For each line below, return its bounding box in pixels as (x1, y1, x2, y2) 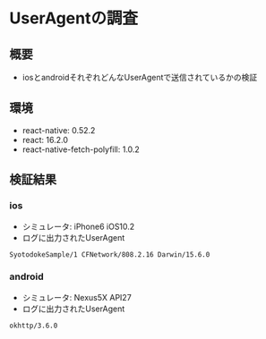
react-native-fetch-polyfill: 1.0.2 (21, 144, 141, 155)
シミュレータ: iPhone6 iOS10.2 (21, 221, 135, 232)
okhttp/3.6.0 (9, 321, 58, 330)
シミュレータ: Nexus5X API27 (21, 292, 132, 302)
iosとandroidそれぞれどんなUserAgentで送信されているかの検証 (21, 72, 258, 82)
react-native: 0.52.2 (21, 124, 96, 135)
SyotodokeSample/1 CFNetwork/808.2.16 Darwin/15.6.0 (9, 250, 210, 259)
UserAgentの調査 (9, 8, 139, 29)
